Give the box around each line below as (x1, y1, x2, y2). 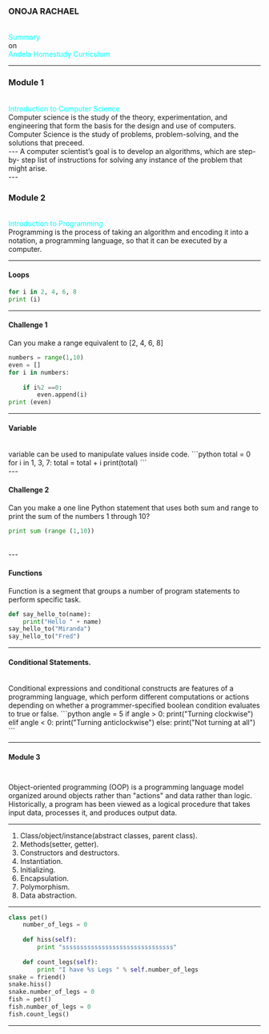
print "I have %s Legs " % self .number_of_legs (37, 965, 199, 974)
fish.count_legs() (8, 1010, 70, 1018)
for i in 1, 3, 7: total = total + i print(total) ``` (8, 458, 147, 468)
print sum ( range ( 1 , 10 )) (8, 527, 94, 535)
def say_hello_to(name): (8, 610, 91, 618)
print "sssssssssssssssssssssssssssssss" (37, 943, 178, 951)
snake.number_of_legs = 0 (8, 988, 94, 996)
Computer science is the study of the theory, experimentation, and (8, 112, 228, 122)
